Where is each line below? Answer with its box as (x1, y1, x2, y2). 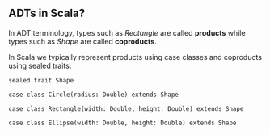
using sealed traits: (8, 61, 72, 70)
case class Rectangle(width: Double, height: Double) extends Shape (8, 104, 244, 112)
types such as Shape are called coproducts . (8, 36, 158, 46)
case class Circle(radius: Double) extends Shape (8, 91, 179, 99)
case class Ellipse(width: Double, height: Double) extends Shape (8, 119, 237, 127)
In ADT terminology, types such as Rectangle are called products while (8, 27, 246, 37)
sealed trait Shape (8, 76, 74, 84)
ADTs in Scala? (8, 6, 86, 20)
